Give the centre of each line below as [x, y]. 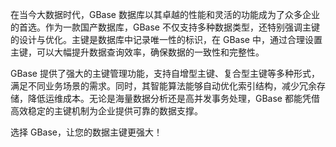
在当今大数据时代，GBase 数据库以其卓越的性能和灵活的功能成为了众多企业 [165, 14]
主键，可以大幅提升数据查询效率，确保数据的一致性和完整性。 [137, 52]
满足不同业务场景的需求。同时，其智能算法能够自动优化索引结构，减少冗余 [163, 86]
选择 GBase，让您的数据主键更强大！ [86, 132]
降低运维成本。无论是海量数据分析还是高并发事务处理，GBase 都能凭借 [173, 98]
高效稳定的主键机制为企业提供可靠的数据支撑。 [106, 111]
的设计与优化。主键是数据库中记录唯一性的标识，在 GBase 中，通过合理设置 [166, 39]
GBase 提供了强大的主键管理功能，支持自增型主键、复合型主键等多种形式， [165, 73]
